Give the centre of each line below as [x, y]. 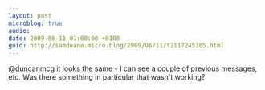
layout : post [30, 16]
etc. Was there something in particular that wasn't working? [107, 77]
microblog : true [35, 23]
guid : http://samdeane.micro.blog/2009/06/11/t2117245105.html [116, 46]
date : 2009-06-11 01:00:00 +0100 [64, 38]
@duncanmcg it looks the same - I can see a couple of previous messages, [133, 68]
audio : [19, 31]
